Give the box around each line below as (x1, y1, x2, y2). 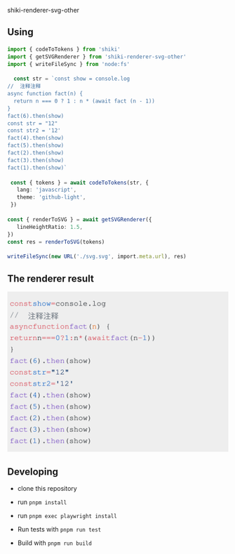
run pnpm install (17, 498, 67, 506)
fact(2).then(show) (7, 150, 65, 157)
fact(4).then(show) (7, 135, 65, 142)
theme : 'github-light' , (16, 194, 86, 201)
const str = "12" (7, 119, 58, 127)
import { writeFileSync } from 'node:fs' (7, 60, 130, 67)
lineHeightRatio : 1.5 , (16, 223, 83, 230)
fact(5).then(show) (7, 142, 65, 150)
